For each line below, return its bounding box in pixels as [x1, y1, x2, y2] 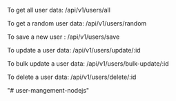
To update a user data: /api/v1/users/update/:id [7, 46, 141, 54]
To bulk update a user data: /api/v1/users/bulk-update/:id [7, 59, 169, 68]
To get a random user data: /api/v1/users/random [7, 19, 147, 27]
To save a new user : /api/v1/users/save [7, 33, 120, 41]
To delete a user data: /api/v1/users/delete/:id [7, 73, 137, 81]
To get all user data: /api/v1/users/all [7, 6, 110, 14]
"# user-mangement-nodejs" [7, 86, 90, 94]
